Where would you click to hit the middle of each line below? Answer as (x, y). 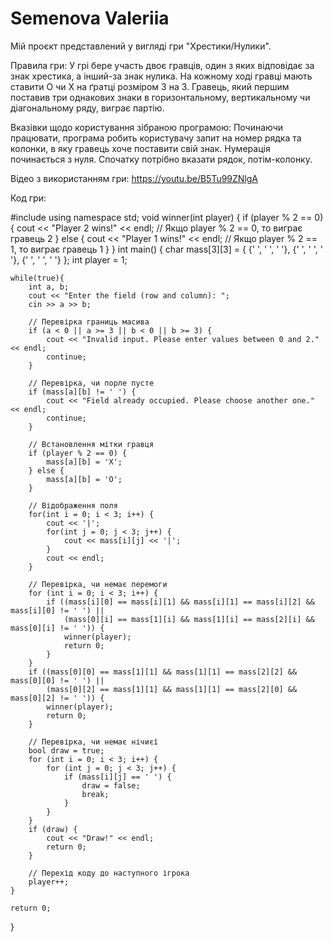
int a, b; (49, 287)
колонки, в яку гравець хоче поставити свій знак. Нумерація (140, 148)
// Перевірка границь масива (89, 322)
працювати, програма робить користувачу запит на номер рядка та (156, 138)
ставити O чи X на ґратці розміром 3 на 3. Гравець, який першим (150, 86)
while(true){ (37, 278)
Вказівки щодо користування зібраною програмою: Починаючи (147, 127)
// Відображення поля (73, 505)
